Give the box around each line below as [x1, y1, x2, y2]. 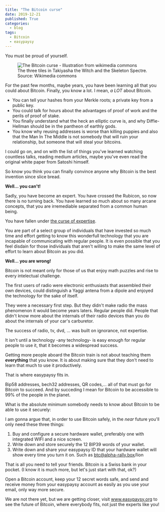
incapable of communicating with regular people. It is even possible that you [5, 238, 160, 244]
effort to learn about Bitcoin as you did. [5, 248, 85, 254]
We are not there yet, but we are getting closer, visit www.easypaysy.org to [5, 496, 158, 502]
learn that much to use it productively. [5, 362, 82, 368]
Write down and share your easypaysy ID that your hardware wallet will [12, 447, 157, 452]
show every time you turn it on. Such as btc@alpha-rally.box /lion [12, 451, 144, 458]
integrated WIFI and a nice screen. [12, 436, 82, 442]
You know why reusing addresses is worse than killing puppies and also [12, 128, 158, 134]
